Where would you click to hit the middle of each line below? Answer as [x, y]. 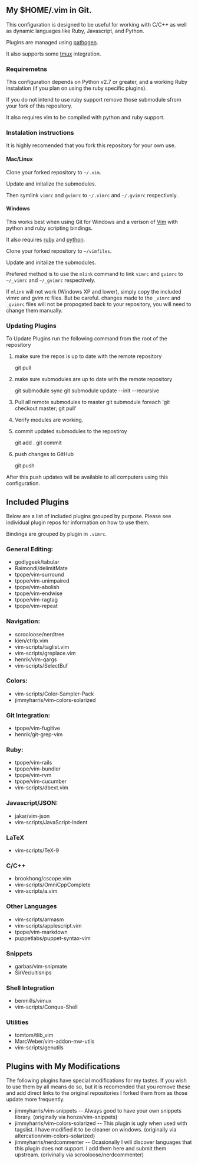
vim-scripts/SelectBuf [41, 665]
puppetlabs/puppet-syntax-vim [53, 938]
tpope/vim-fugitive [37, 728]
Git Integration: [28, 715]
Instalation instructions [40, 133]
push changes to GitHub [44, 454]
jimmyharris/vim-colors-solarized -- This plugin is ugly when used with [101, 1123]
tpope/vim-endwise [39, 593]
